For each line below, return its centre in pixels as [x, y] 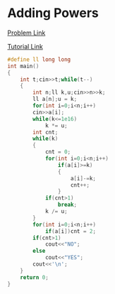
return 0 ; [35, 277]
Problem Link [26, 33]
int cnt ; [46, 132]
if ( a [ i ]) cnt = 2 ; [71, 231]
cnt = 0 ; [58, 152]
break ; [67, 205]
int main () [23, 66]
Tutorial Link [25, 46]
